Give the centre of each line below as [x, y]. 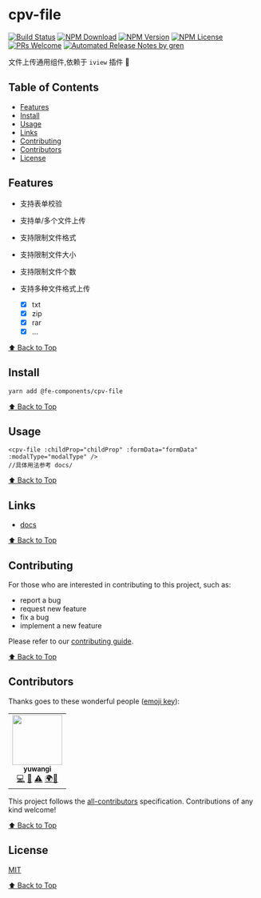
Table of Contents [54, 88]
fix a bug [34, 617]
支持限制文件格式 [48, 237]
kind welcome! [32, 809]
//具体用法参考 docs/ [41, 466]
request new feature [53, 608]
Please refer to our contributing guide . [71, 641]
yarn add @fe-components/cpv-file [66, 391]
